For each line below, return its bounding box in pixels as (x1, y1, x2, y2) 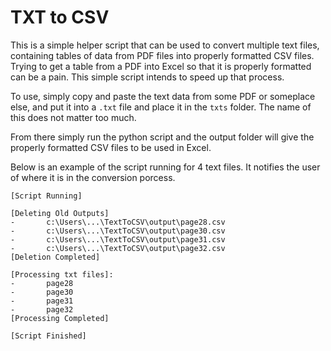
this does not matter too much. (10, 111, 137, 123)
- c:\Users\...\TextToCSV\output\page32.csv (10, 243, 226, 253)
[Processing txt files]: (10, 269, 114, 280)
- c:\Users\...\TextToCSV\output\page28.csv (10, 217, 226, 227)
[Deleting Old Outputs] (10, 208, 110, 218)
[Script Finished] (10, 331, 87, 341)
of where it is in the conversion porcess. (10, 171, 176, 183)
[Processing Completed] (10, 313, 110, 323)
